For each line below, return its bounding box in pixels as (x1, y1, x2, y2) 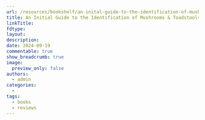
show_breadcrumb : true (6, 54, 64, 60)
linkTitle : (6, 20, 34, 26)
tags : (6, 93, 20, 99)
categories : (6, 82, 37, 88)
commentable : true (6, 48, 53, 55)
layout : (6, 32, 26, 38)
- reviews (12, 104, 37, 111)
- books (12, 99, 32, 105)
